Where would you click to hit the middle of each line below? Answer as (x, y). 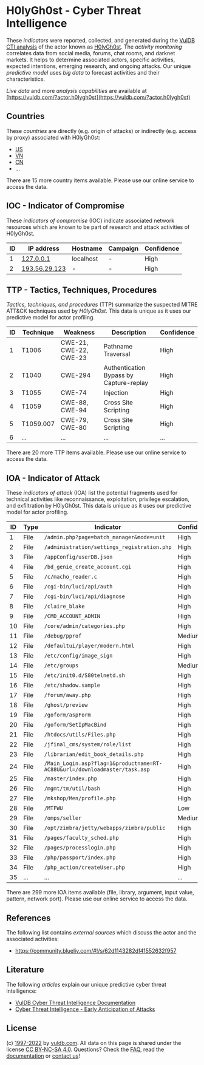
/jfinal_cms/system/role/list (88, 745)
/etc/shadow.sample (72, 686)
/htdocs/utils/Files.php (80, 735)
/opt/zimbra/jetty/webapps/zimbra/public (105, 828)
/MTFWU (53, 808)
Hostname (87, 248)
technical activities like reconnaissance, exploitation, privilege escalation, (98, 499)
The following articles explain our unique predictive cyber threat (87, 984)
